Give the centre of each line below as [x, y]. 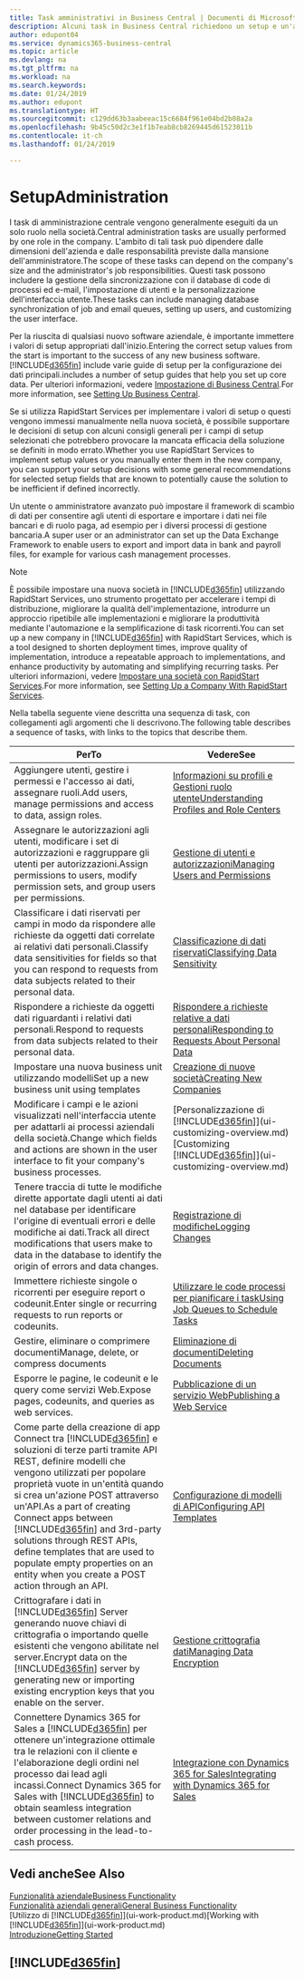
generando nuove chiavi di [70, 1623]
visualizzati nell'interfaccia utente [85, 1115]
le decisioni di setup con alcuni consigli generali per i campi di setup [137, 431]
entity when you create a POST [80, 1574]
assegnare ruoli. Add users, [71, 792]
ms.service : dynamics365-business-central [90, 43]
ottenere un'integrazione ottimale [85, 1740]
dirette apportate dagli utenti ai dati [88, 1198]
